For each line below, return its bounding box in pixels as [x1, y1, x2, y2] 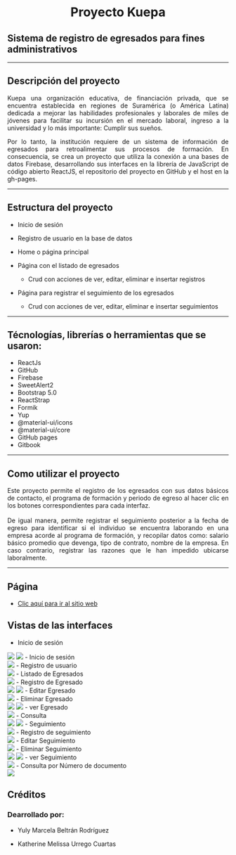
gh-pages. [7, 174, 38, 183]
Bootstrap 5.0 [17, 388, 58, 397]
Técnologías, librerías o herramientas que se [7, 329, 206, 341]
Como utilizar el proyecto [7, 468, 120, 480]
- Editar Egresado [24, 686, 76, 695]
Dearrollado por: [7, 810, 65, 820]
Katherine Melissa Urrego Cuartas [17, 840, 117, 848]
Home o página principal [17, 247, 89, 256]
